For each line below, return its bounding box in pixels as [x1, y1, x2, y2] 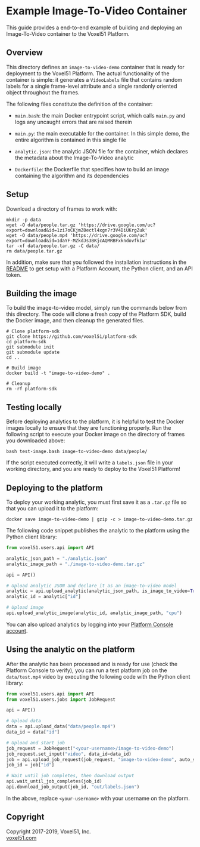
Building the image [6, 288, 77, 298]
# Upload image [6, 605, 44, 611]
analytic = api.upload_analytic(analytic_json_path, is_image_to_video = [6, 588, 190, 595]
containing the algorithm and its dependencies [14, 172, 129, 179]
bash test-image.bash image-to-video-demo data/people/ [6, 449, 148, 455]
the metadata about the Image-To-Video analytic [14, 154, 134, 161]
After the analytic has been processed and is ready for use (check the [6, 660, 177, 667]
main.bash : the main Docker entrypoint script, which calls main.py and [14, 112, 186, 119]
